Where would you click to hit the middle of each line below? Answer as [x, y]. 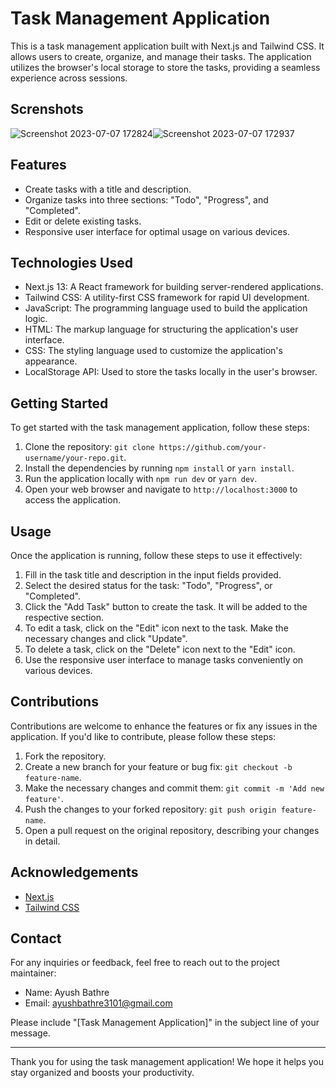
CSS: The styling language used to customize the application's [153, 351]
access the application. [72, 500]
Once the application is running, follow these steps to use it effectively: [156, 555]
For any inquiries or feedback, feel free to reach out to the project [145, 963]
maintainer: [33, 973]
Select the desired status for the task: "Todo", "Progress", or [148, 585]
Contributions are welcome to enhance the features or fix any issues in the [164, 726]
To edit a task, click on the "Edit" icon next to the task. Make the [156, 628]
